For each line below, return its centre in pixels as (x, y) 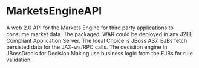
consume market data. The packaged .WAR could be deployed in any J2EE (99, 34)
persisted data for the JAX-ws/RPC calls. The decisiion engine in (87, 47)
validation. (19, 60)
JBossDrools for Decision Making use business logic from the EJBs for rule (100, 53)
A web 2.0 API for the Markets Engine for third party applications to (90, 28)
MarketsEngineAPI (54, 11)
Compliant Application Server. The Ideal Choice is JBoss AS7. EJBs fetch (97, 40)
